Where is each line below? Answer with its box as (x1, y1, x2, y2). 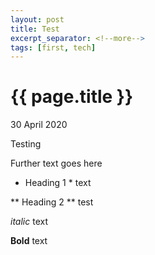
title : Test (10, 24, 60, 34)
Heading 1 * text (24, 177, 92, 189)
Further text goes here (10, 157, 103, 170)
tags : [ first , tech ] (10, 42, 97, 53)
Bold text (10, 235, 48, 247)
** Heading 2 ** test (10, 196, 94, 208)
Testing (10, 138, 42, 150)
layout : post (10, 14, 65, 25)
